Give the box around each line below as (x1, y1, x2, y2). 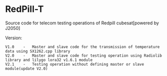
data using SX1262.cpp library (5, 49, 70, 54)
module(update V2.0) (5, 66, 48, 71)
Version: (5, 35, 22, 41)
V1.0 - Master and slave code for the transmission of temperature (5, 44, 160, 49)
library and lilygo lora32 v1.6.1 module (5, 57, 93, 63)
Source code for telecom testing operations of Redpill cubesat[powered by (5, 20, 159, 26)
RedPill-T (5, 3, 44, 15)
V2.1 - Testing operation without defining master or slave (5, 62, 144, 67)
